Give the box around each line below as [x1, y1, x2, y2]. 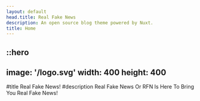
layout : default [6, 8, 47, 15]
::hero [6, 47, 29, 57]
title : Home [6, 25, 36, 31]
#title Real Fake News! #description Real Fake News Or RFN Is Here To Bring [6, 83, 194, 90]
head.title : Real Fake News [6, 14, 76, 20]
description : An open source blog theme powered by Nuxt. [6, 20, 153, 26]
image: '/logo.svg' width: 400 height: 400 [6, 68, 167, 78]
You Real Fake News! [6, 90, 58, 97]
